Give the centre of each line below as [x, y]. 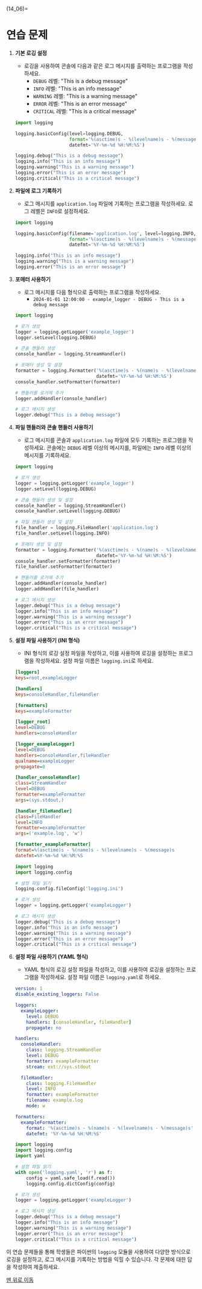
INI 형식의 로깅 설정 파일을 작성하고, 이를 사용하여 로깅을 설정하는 [100, 653]
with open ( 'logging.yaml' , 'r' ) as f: [64, 1172]
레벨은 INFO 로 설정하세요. [60, 211]
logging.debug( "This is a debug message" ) [69, 156]
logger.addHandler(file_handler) [57, 589]
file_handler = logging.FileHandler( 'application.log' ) [87, 528]
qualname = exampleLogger [45, 761]
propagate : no [44, 1028]
